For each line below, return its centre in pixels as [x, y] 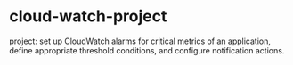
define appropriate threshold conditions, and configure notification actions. [147, 50]
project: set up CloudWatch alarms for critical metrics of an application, [140, 41]
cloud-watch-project [88, 16]
